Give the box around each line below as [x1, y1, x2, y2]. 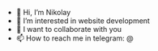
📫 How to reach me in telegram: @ [15, 33, 134, 43]
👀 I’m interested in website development [15, 16, 150, 25]
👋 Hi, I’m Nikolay [15, 8, 71, 17]
